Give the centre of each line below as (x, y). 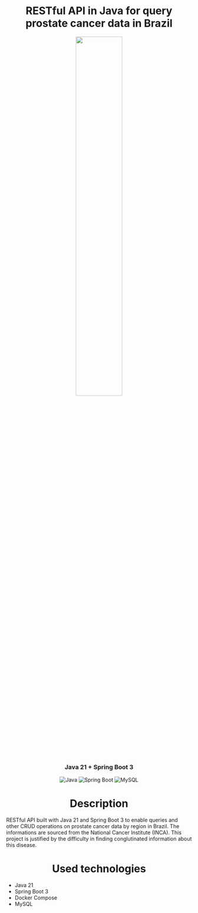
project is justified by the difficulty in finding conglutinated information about (99, 839)
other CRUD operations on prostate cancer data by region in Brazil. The (93, 826)
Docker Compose (36, 898)
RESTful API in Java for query (99, 11)
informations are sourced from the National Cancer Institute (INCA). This (94, 833)
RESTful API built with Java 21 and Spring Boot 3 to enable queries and (92, 820)
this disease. (22, 845)
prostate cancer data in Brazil (99, 23)
